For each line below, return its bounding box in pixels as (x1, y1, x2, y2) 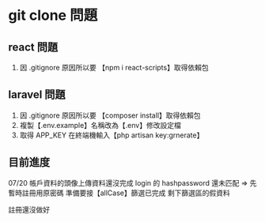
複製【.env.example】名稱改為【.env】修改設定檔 (19, 120, 182, 130)
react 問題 (8, 40, 58, 54)
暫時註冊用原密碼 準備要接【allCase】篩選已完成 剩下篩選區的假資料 (8, 188, 231, 198)
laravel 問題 (8, 88, 66, 102)
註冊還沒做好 (8, 205, 50, 214)
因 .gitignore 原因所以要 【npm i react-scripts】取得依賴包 (19, 63, 209, 72)
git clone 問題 (8, 6, 98, 24)
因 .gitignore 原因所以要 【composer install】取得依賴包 (19, 111, 201, 120)
